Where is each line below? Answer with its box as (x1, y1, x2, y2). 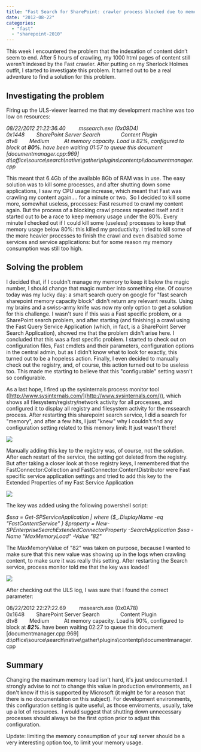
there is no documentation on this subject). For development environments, (6, 695, 191, 702)
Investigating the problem (6, 91, 105, 101)
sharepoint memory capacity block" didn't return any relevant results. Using (6, 297, 193, 304)
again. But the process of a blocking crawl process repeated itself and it (6, 206, 184, 213)
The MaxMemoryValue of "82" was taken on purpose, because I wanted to (6, 544, 191, 551)
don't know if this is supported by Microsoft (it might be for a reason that (6, 689, 185, 696)
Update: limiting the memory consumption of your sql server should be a (6, 732, 185, 739)
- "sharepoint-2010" (11, 31, 63, 37)
